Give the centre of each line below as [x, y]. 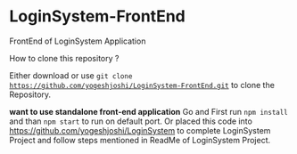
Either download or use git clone [71, 75]
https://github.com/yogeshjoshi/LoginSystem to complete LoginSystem [140, 130]
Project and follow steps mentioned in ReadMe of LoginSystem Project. [140, 140]
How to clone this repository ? [64, 58]
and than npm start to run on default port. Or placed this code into [131, 121]
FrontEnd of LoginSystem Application [78, 41]
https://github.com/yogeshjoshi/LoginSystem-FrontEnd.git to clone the [142, 85]
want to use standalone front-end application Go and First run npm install [148, 111]
